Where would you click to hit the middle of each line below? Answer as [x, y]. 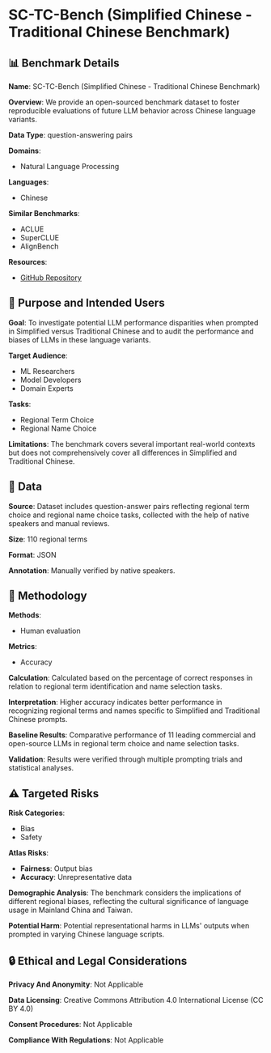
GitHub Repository [51, 278]
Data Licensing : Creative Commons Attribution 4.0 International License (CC [136, 1000]
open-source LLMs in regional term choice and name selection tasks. [124, 744]
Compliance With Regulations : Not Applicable [86, 1040]
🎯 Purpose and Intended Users [87, 303]
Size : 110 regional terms [48, 539]
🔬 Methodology [48, 596]
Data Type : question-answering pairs [71, 135]
